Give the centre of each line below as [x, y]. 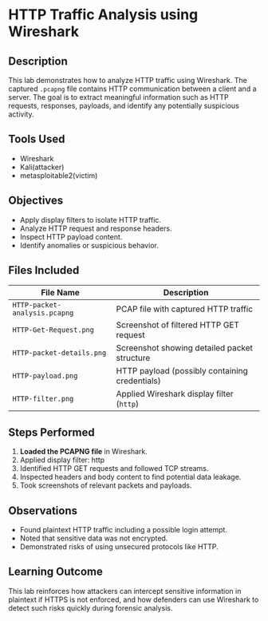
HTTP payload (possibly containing [182, 371]
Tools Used [37, 139]
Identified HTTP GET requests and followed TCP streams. [114, 469]
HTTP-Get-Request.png [53, 330]
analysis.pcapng [43, 313]
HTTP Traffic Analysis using [103, 15]
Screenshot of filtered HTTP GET [177, 325]
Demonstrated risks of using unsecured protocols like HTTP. [119, 547]
